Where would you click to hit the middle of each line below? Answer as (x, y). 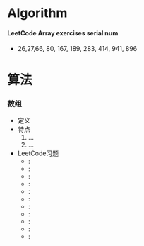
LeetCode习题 (38, 153)
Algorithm (37, 13)
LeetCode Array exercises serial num (63, 33)
